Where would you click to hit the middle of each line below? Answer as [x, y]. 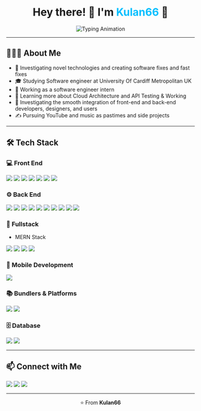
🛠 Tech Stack [32, 143]
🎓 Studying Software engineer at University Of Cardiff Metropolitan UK [103, 81]
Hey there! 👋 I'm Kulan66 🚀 [100, 12]
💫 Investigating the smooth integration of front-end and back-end [95, 102]
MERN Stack [30, 237]
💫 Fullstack [22, 224]
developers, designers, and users [56, 108]
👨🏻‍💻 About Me [33, 53]
